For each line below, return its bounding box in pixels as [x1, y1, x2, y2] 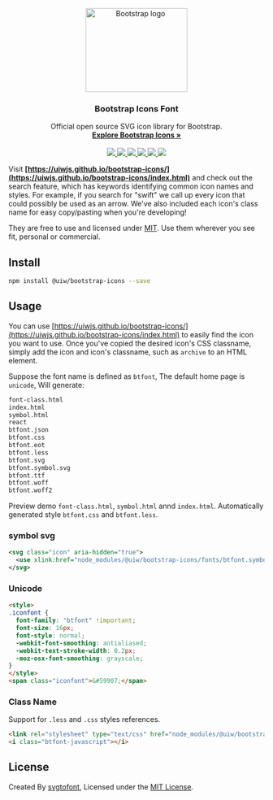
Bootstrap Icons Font [94, 102, 179, 114]
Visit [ [8, 164, 28, 174]
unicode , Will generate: [8, 380, 84, 389]
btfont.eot [8, 441, 45, 450]
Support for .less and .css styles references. [8, 715, 161, 724]
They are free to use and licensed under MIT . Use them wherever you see [8, 224, 256, 233]
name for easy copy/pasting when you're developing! [8, 207, 187, 217]
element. [8, 355, 38, 365]
